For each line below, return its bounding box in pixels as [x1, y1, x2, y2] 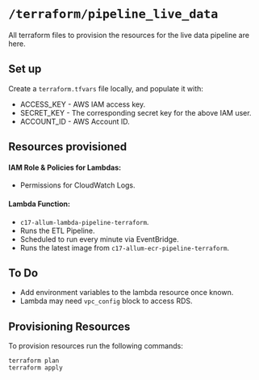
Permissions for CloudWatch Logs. [19, 180, 136, 190]
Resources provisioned [8, 140, 127, 154]
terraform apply [8, 364, 63, 372]
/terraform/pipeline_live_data [8, 6, 219, 22]
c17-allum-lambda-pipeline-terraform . [19, 217, 149, 226]
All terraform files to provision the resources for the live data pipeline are [8, 30, 250, 40]
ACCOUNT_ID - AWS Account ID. [19, 116, 131, 126]
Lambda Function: [8, 199, 71, 209]
